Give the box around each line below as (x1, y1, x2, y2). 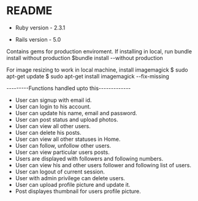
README (6, 4, 53, 18)
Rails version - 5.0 (15, 36, 61, 43)
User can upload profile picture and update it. (15, 181, 131, 188)
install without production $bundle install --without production (6, 54, 164, 61)
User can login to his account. (15, 102, 91, 110)
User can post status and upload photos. (15, 116, 118, 123)
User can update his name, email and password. (15, 109, 137, 116)
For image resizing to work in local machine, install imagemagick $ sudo (6, 66, 188, 74)
